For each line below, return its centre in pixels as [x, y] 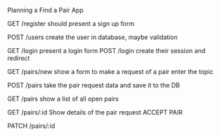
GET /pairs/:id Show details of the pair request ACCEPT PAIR [95, 112]
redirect [19, 58]
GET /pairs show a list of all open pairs [63, 99]
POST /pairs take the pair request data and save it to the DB [94, 85]
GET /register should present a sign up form [71, 23]
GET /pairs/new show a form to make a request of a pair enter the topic [110, 72]
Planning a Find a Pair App [46, 10]
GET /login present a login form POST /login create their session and [106, 51]
